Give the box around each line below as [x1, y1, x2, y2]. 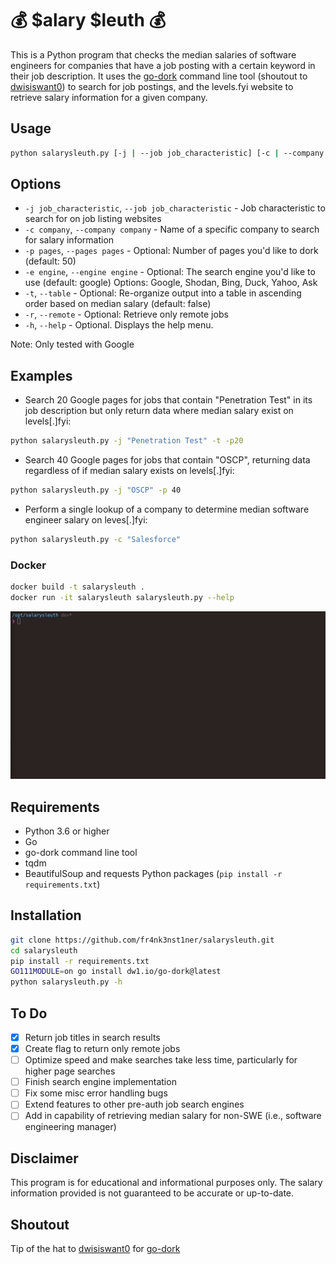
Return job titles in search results [24, 1031, 161, 1043]
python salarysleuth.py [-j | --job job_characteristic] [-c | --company [10, 148, 325, 158]
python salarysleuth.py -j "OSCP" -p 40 [10, 485, 182, 496]
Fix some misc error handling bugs [24, 1087, 168, 1099]
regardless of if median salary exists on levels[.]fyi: [24, 465, 235, 477]
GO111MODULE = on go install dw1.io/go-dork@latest [10, 967, 222, 977]
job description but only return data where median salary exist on [24, 405, 294, 417]
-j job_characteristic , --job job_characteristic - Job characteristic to [24, 202, 326, 214]
